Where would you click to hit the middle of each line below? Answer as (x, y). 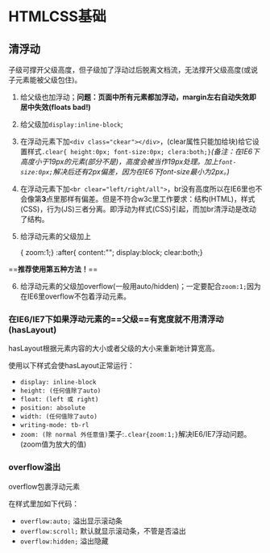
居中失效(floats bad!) (55, 107)
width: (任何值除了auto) (59, 417)
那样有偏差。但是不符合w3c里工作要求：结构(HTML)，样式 (158, 199)
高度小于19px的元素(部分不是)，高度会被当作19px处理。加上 (119, 161)
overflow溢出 (35, 467)
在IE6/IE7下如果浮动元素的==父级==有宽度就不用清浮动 (116, 319)
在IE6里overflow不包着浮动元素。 (75, 296)
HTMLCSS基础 (58, 17)
